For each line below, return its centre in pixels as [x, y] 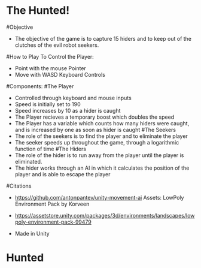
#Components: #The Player [40, 86]
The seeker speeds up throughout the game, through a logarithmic [97, 142]
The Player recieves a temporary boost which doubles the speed [95, 117]
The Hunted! [38, 10]
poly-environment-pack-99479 [53, 222]
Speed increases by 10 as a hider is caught [68, 110]
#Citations [19, 186]
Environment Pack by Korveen [52, 204]
